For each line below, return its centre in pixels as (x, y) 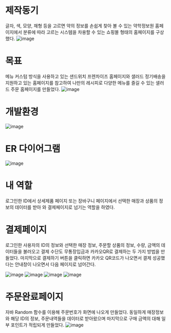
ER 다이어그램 (33, 149)
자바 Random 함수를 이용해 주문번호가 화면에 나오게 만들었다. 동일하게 (76, 312)
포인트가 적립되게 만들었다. (37, 325)
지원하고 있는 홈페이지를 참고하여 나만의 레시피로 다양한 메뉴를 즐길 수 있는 (80, 83)
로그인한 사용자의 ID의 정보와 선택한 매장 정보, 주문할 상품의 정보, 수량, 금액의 (83, 245)
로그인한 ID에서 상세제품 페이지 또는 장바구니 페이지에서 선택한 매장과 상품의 (82, 201)
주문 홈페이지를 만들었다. (35, 89)
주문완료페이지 (34, 297)
